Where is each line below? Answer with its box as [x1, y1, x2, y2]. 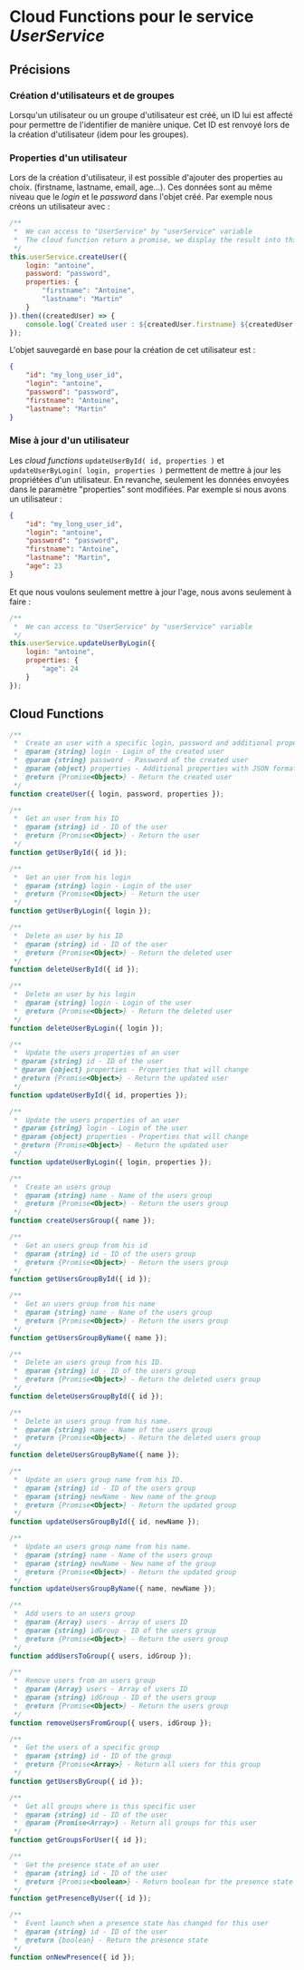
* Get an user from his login [13, 873, 131, 882]
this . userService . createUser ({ [9, 252, 128, 261]
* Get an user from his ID [13, 814, 119, 823]
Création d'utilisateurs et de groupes [9, 89, 175, 102]
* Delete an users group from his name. [13, 1416, 172, 1426]
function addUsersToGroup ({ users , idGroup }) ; [9, 1651, 193, 1661]
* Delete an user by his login [13, 990, 136, 999]
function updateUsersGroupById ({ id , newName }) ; [9, 1517, 201, 1526]
